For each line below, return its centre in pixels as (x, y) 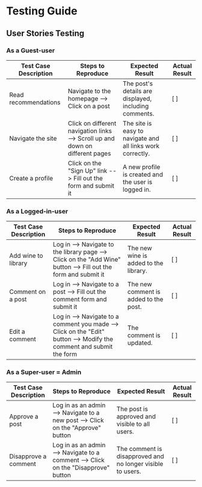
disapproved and (140, 456)
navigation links (90, 130)
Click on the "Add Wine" (87, 260)
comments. (139, 114)
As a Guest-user (31, 51)
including (136, 106)
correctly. (136, 153)
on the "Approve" (77, 428)
